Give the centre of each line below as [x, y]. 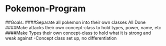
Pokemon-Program [45, 9]
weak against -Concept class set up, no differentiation [61, 38]
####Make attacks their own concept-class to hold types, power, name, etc [83, 27]
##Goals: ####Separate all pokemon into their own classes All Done [75, 22]
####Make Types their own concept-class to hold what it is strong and [78, 33]
